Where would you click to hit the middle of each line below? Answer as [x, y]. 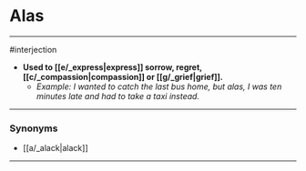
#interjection [33, 49]
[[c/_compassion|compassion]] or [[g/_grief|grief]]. [122, 76]
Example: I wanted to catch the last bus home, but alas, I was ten [159, 86]
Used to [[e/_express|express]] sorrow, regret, [112, 67]
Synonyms [34, 128]
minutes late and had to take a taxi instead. [118, 96]
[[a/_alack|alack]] [55, 148]
